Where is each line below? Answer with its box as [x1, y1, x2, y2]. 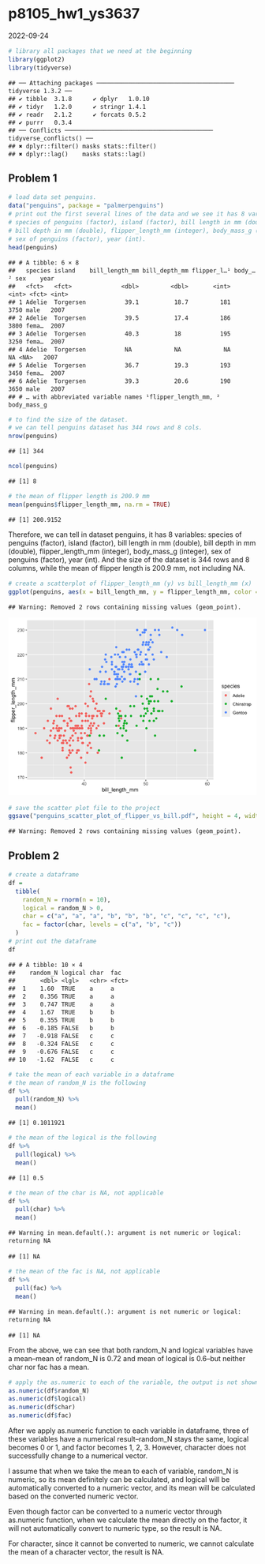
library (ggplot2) [8, 55, 65, 63]
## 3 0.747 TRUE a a [8, 1000, 114, 1008]
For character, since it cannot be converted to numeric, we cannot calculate [8, 1539, 255, 1548]
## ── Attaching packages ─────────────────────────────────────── [8, 79, 235, 87]
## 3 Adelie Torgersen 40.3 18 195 [8, 329, 231, 338]
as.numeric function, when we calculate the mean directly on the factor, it [8, 1515, 248, 1525]
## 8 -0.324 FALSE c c [8, 1040, 114, 1048]
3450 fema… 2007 [8, 369, 65, 377]
